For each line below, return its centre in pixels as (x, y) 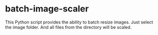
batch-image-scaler (47, 9)
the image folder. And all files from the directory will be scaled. (68, 27)
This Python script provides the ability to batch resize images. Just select (79, 22)
